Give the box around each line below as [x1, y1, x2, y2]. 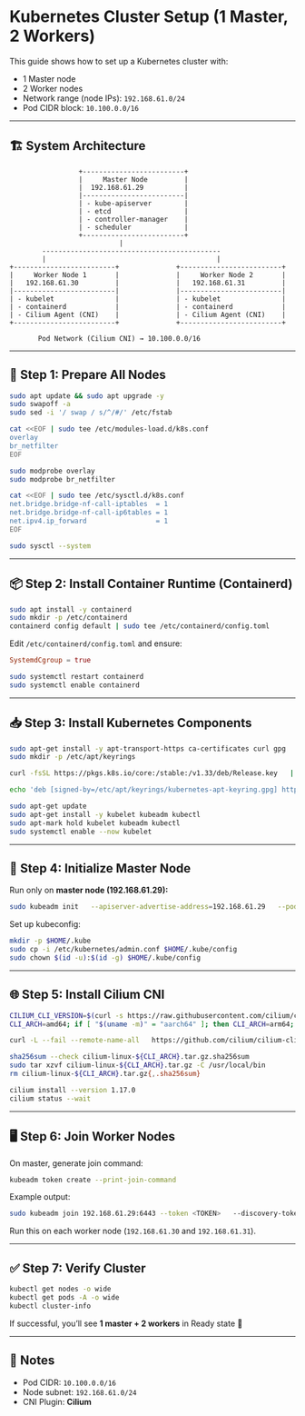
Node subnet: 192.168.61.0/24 [22, 1386, 138, 1397]
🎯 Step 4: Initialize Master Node [9, 861, 192, 876]
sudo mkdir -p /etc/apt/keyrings [9, 753, 136, 762]
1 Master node [22, 73, 76, 84]
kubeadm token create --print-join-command [9, 1175, 177, 1184]
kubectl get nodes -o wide [9, 1284, 112, 1294]
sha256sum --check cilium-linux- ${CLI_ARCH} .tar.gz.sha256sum [9, 1052, 250, 1062]
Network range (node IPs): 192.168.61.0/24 [22, 93, 186, 104]
